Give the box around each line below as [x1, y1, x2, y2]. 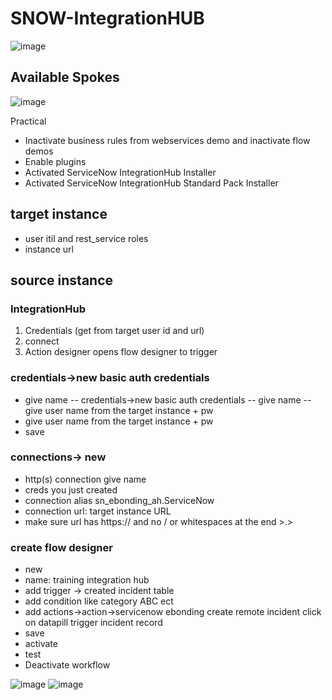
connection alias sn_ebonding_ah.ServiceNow [24, 494, 215, 506]
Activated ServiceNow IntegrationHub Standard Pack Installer [24, 177, 279, 189]
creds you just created [24, 483, 118, 496]
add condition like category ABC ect [24, 595, 174, 607]
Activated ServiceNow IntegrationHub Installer [24, 166, 217, 178]
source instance [10, 272, 114, 289]
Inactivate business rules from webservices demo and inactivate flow [24, 134, 311, 146]
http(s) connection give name [24, 473, 147, 485]
